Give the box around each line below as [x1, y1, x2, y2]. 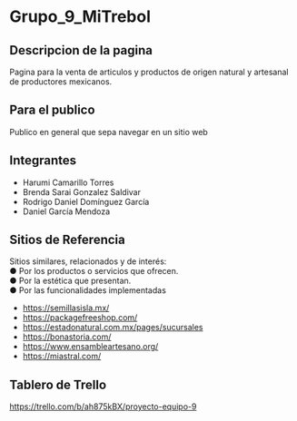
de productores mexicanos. [9, 76, 113, 87]
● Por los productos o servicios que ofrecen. [9, 266, 179, 277]
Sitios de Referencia [9, 232, 125, 248]
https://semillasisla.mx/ [22, 302, 110, 314]
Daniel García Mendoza [22, 206, 111, 217]
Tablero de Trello [9, 377, 107, 392]
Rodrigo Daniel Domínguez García [22, 196, 150, 207]
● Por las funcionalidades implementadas [9, 285, 166, 296]
